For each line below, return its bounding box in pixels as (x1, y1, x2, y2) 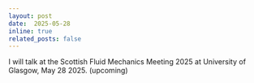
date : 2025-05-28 (8, 20, 71, 28)
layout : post (8, 11, 53, 20)
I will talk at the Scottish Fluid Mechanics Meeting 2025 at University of (8, 57, 246, 67)
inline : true (8, 27, 53, 35)
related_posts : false (8, 34, 82, 43)
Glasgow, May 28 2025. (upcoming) (8, 66, 128, 76)
